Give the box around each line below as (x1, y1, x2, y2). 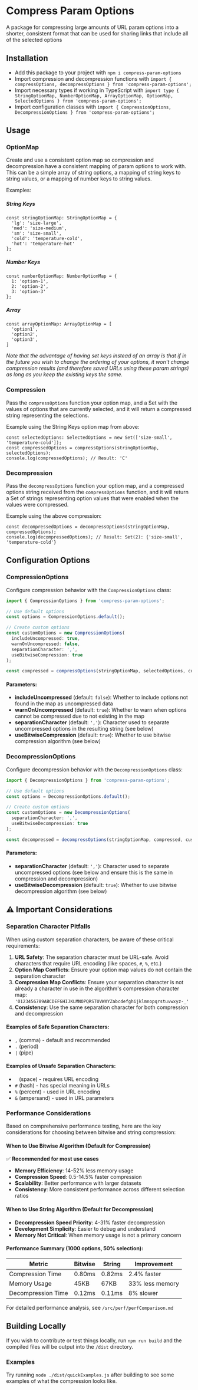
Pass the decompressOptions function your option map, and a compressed (6, 482, 184, 489)
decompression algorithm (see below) (14, 888, 107, 895)
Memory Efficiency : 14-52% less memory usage (14, 1167, 134, 1174)
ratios (14, 1192, 29, 1200)
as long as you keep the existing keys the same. (6, 371, 123, 378)
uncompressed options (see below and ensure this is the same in (14, 869, 173, 876)
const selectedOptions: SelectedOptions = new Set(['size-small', (6, 435, 173, 441)
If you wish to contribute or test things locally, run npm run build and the (6, 1337, 182, 1344)
